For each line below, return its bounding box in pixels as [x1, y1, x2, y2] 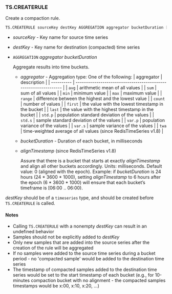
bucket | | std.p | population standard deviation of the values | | [20, 112, 155, 118]
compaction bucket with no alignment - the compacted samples [30, 277, 166, 284]
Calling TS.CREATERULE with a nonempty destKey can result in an [12, 223, 147, 229]
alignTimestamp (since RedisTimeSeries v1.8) [20, 148, 116, 154]
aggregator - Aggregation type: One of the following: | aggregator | [20, 74, 162, 80]
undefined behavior [12, 229, 55, 235]
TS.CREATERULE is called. [5, 200, 55, 206]
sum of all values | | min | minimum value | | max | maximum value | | [20, 90, 162, 96]
